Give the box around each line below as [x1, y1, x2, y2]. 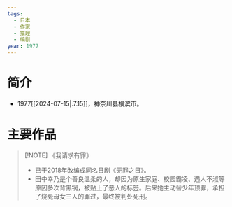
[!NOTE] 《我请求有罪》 [24, 151, 93, 159]
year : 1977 [7, 43, 39, 50]
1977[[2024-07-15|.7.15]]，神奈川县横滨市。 [17, 99, 143, 108]
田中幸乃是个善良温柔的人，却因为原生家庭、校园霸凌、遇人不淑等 [34, 174, 225, 183]
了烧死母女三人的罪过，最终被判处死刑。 [34, 192, 152, 200]
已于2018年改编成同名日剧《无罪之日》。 [34, 166, 150, 174]
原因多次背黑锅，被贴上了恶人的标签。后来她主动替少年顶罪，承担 [34, 183, 225, 192]
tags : [7, 10, 23, 17]
